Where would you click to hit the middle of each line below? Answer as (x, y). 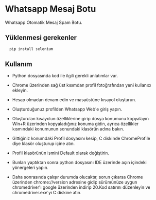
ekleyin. (20, 91)
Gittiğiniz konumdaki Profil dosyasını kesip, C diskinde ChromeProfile (81, 138)
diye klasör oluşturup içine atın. (43, 144)
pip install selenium (31, 49)
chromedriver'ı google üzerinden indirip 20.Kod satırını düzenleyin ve (81, 187)
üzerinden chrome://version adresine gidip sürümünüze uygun (75, 182)
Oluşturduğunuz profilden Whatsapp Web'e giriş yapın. (67, 109)
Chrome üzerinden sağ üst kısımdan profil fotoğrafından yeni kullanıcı (82, 85)
